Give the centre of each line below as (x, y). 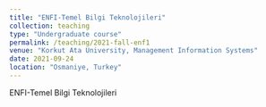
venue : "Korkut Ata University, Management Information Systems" (133, 51)
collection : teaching (50, 26)
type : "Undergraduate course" (66, 34)
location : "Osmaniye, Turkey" (66, 68)
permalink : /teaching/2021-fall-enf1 (80, 42)
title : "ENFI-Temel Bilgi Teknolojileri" (88, 17)
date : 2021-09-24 (42, 59)
